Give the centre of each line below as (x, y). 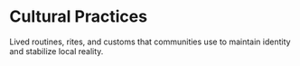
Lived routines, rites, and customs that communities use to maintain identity (150, 42)
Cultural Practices (78, 17)
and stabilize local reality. (56, 51)
